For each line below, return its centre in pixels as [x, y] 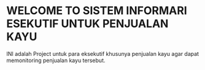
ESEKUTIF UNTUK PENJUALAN [87, 24]
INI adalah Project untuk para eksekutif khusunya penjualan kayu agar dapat [103, 53]
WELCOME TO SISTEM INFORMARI [97, 11]
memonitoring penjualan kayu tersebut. [56, 60]
